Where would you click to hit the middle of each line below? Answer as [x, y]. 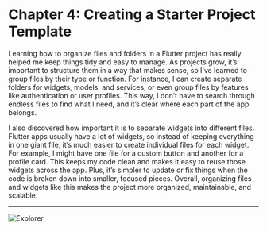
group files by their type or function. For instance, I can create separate [125, 79]
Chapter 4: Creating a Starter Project [132, 15]
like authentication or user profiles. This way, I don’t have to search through [132, 95]
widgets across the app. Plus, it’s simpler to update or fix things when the [128, 170]
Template [40, 31]
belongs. [23, 112]
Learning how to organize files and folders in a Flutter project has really [125, 53]
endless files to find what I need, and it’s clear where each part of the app [129, 104]
